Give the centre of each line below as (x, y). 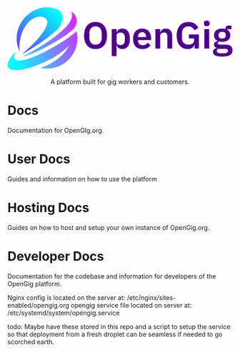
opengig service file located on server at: (131, 305)
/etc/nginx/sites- (151, 298)
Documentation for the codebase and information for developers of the (112, 276)
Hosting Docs (48, 208)
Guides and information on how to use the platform (82, 179)
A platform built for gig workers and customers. (120, 82)
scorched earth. (31, 342)
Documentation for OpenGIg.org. (56, 131)
